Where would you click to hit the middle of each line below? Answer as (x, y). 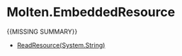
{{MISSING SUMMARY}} (42, 31)
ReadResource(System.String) (61, 45)
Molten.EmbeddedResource (91, 12)
